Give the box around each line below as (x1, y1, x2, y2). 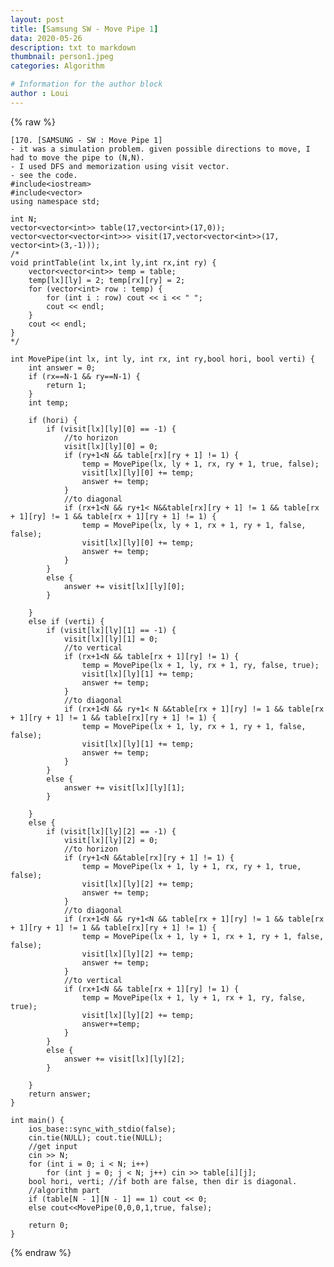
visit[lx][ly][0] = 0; (63, 441, 159, 451)
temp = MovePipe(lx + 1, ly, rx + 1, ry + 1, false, (81, 721, 307, 731)
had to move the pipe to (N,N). (10, 152, 145, 163)
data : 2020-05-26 (10, 33, 83, 43)
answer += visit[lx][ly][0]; (63, 581, 186, 591)
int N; (10, 214, 38, 224)
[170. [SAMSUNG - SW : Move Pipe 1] (10, 135, 163, 145)
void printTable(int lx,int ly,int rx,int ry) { (10, 257, 217, 268)
